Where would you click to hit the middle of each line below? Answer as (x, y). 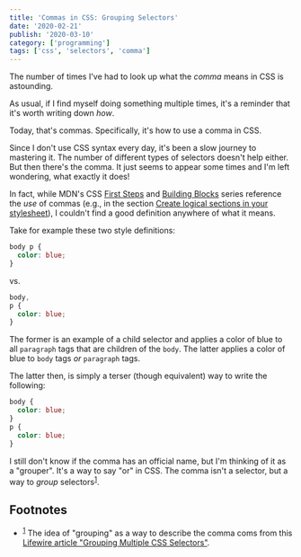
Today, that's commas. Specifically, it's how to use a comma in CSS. (136, 130)
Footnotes (38, 510)
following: (27, 385)
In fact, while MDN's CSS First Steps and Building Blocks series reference (146, 194)
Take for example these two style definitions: (92, 231)
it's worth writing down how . (62, 113)
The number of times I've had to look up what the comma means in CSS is (147, 76)
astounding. (31, 86)
